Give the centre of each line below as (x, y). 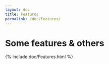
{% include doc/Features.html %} (39, 57)
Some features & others (55, 43)
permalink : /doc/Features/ (33, 19)
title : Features (22, 14)
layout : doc (17, 10)
